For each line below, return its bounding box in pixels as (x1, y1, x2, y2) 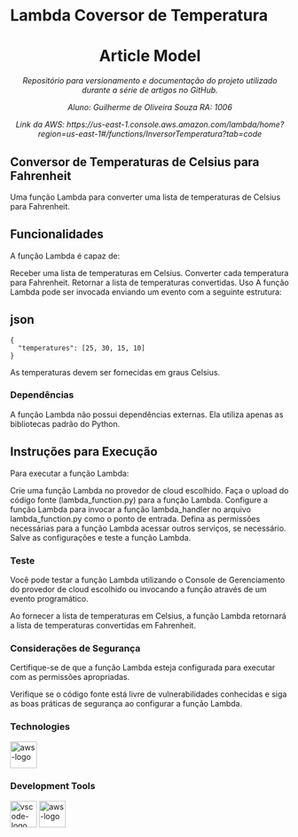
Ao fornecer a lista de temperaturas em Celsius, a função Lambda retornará (10, 610, 286, 621)
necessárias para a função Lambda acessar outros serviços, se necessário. (10, 523, 286, 533)
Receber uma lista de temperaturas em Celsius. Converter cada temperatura (10, 267, 289, 278)
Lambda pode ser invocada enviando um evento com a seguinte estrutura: (10, 286, 282, 297)
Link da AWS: (15, 119, 65, 130)
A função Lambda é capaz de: (10, 250, 121, 261)
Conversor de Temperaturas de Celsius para (10, 154, 260, 170)
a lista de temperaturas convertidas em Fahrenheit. (10, 620, 196, 630)
